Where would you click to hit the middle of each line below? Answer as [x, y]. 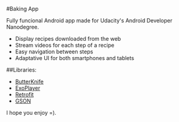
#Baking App [22, 9]
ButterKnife [29, 82]
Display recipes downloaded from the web [68, 39]
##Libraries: [22, 70]
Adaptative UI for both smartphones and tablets [75, 58]
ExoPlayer [28, 88]
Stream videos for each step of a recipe [65, 45]
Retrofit [24, 94]
